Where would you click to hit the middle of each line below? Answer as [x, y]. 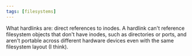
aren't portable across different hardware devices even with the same [90, 40]
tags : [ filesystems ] [31, 11]
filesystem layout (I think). [37, 47]
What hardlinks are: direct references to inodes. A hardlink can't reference [95, 28]
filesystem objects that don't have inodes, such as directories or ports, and [96, 34]
